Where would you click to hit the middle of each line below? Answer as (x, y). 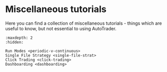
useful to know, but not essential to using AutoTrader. (61, 28)
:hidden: (14, 42)
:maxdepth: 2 (19, 38)
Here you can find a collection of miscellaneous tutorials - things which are (84, 23)
